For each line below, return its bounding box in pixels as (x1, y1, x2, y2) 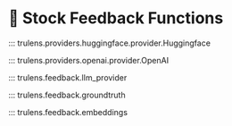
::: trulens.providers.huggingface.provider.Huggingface (8, 38, 211, 48)
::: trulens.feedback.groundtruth (8, 89, 126, 100)
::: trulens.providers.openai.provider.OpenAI (8, 55, 170, 65)
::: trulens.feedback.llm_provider (8, 71, 128, 83)
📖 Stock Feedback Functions (8, 8, 224, 29)
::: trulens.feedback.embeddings (8, 106, 128, 117)
